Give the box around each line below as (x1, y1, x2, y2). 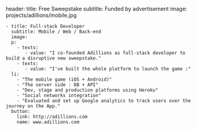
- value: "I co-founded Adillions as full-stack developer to (24, 50, 186, 56)
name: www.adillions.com (16, 119, 80, 125)
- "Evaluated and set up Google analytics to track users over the (16, 98, 191, 104)
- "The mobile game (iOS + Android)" (16, 77, 112, 83)
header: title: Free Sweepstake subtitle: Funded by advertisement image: (5, 5, 187, 12)
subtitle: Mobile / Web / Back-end (11, 29, 102, 35)
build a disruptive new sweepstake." (5, 55, 102, 61)
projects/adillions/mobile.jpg (5, 12, 77, 19)
